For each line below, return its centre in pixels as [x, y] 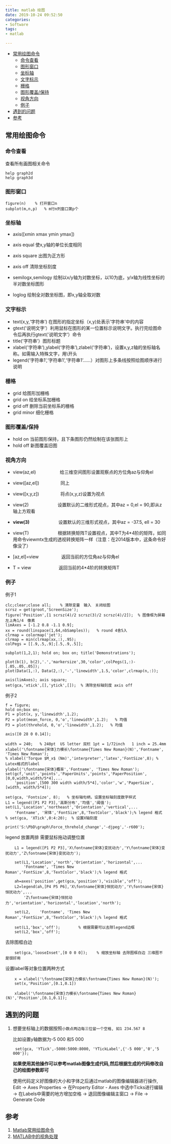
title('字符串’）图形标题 [36, 341]
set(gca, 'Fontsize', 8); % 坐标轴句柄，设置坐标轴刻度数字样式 [71, 797]
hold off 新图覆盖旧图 [35, 446]
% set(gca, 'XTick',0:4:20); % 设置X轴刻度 [52, 818]
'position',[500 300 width [43, 783]
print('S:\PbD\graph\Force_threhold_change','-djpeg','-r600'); [75, 827]
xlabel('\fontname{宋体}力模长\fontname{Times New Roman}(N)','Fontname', [85, 749]
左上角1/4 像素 [20, 620]
